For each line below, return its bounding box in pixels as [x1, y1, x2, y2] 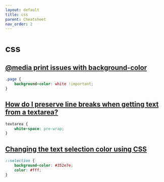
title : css [5, 12, 28, 17]
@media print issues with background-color [5, 63, 147, 72]
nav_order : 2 [5, 21, 33, 27]
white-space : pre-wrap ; [14, 126, 65, 131]
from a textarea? [5, 108, 59, 117]
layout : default [5, 7, 39, 13]
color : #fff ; [14, 167, 42, 172]
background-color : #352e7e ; [14, 163, 73, 168]
